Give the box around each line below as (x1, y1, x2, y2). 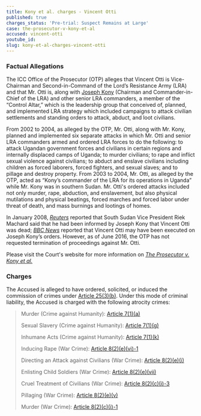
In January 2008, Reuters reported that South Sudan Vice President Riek (6, 214, 185, 221)
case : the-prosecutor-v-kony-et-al (6, 25, 95, 32)
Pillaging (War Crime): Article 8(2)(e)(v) (20, 391, 118, 399)
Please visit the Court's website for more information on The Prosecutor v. (6, 251, 190, 258)
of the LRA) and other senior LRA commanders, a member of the (20, 95, 181, 102)
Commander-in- (153, 88, 193, 96)
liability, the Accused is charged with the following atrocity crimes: (6, 298, 170, 306)
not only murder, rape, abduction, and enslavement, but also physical (6, 190, 178, 197)
